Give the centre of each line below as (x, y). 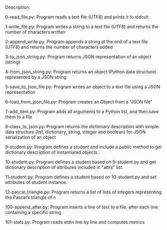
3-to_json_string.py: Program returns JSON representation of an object (78, 57)
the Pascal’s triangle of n (30, 197)
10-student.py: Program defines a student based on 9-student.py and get (81, 162)
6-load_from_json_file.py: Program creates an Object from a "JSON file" (79, 102)
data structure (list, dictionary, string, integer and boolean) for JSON (75, 132)
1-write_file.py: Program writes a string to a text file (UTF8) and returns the (82, 27)
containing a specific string (33, 212)
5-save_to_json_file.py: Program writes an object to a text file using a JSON (83, 87)
